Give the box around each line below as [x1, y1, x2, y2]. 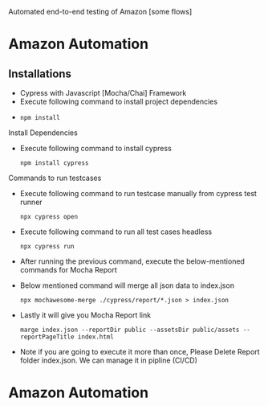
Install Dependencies [8, 128, 78, 137]
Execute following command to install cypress [19, 144, 173, 153]
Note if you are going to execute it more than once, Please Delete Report [19, 347, 260, 356]
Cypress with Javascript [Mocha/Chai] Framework [19, 88, 187, 97]
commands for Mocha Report [19, 265, 118, 274]
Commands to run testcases [8, 173, 102, 182]
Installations [8, 67, 72, 80]
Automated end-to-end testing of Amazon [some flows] [8, 7, 193, 16]
